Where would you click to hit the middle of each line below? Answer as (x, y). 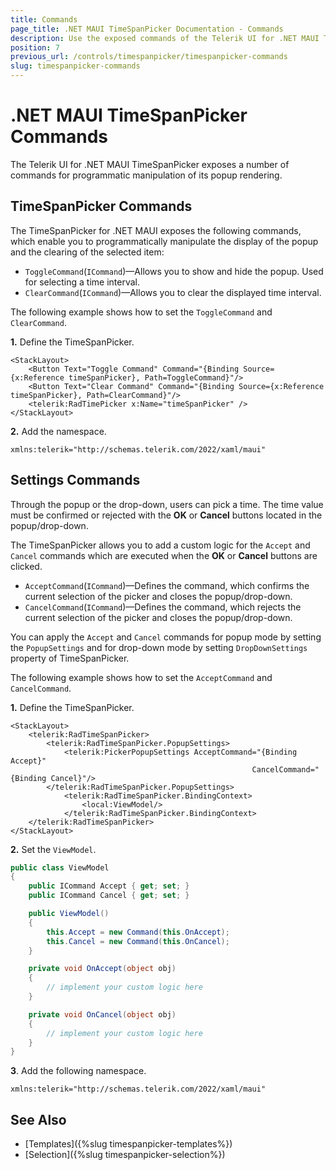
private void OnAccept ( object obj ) (102, 969)
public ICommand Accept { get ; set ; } (109, 886)
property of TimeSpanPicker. (70, 658)
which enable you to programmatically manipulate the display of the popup (164, 241)
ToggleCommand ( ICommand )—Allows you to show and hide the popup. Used (174, 271)
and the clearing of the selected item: (87, 252)
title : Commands (44, 19)
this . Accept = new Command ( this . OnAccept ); (138, 932)
